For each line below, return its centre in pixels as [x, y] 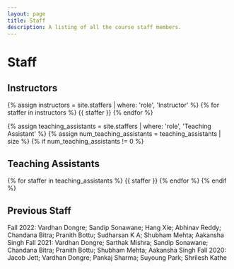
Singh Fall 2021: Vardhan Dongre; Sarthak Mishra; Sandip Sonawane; [108, 242]
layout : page [27, 14]
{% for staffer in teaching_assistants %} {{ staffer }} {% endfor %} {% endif [117, 181]
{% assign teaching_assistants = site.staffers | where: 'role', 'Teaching [110, 126]
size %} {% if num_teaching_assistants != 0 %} [76, 142]
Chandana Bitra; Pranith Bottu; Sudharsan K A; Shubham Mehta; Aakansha [116, 235]
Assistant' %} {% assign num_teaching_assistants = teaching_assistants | [114, 134]
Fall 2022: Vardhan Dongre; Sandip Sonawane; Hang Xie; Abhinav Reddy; [114, 228]
